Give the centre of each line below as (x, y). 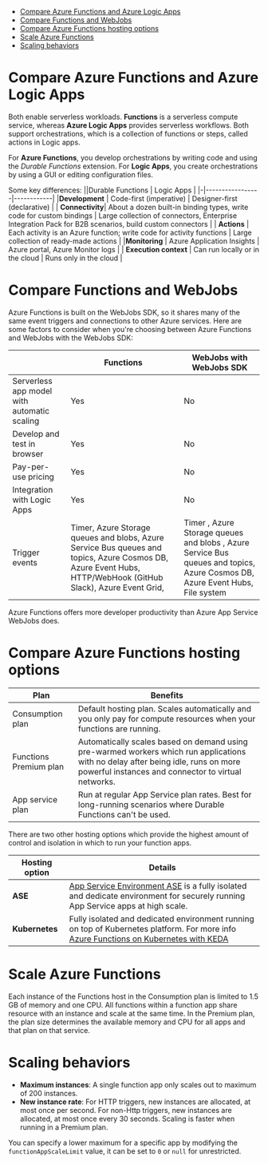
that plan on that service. (49, 1030)
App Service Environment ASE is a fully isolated (158, 885)
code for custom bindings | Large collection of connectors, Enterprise (123, 216)
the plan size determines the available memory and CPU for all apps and (127, 1022)
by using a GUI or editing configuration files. (81, 174)
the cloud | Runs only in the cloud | (65, 258)
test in (24, 444)
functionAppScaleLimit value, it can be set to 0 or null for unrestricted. (125, 1151)
